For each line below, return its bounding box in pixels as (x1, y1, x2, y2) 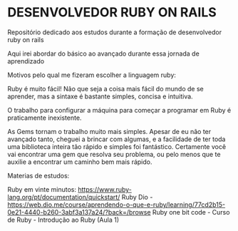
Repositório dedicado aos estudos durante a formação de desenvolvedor (7, 28, 222, 36)
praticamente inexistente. (7, 113, 82, 122)
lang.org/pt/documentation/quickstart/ (7, 192, 120, 201)
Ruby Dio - (121, 192, 153, 201)
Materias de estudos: (7, 171, 70, 180)
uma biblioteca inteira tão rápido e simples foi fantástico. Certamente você (7, 142, 227, 150)
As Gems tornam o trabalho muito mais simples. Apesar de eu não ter (7, 127, 212, 135)
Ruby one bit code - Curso (152, 207, 230, 216)
